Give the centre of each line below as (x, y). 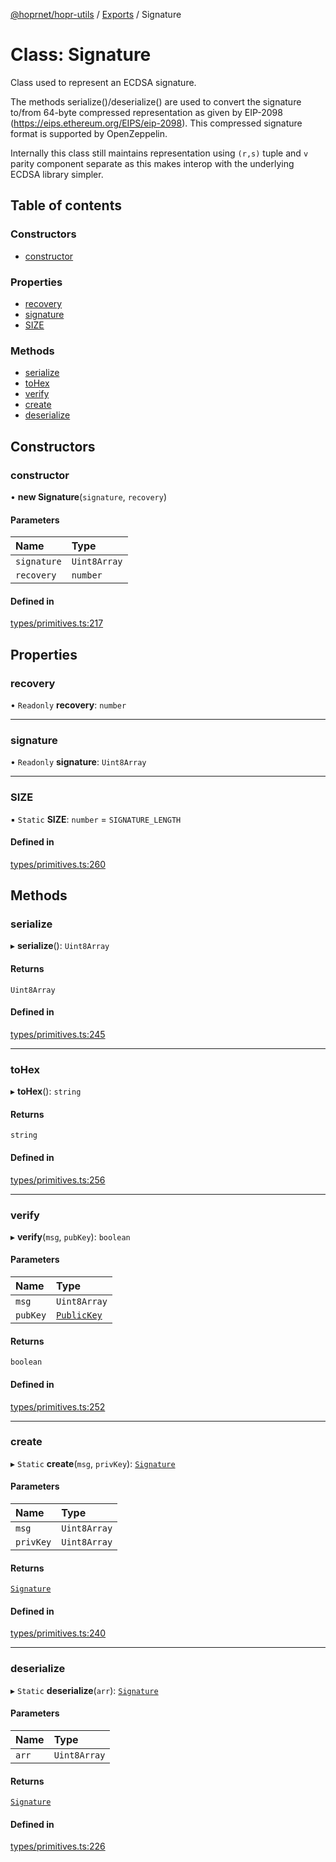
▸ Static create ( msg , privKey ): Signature (93, 1463)
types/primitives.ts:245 (58, 1034)
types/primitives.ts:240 (58, 1633)
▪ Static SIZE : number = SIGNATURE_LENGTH (96, 819)
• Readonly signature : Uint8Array (78, 762)
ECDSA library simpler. (57, 174)
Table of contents (66, 205)
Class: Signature (81, 55)
